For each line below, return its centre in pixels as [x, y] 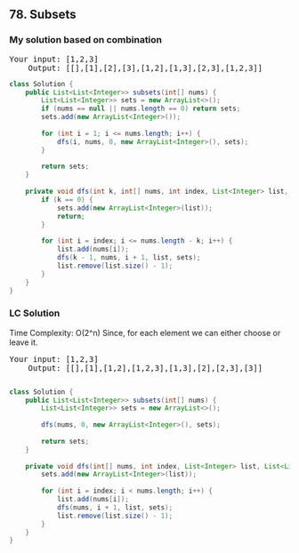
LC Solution [35, 313]
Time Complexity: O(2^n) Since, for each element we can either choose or [145, 333]
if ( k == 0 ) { [67, 199]
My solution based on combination [86, 40]
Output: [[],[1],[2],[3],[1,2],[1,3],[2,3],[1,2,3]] [145, 68]
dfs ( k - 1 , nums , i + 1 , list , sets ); [129, 258]
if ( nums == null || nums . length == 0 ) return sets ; [141, 109]
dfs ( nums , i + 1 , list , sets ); [115, 507]
